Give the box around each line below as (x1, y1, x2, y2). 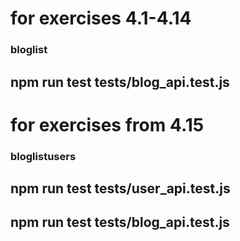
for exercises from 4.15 (10, 113, 205, 136)
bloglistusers (10, 149, 77, 163)
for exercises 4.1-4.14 (10, 7, 192, 30)
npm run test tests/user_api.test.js (10, 180, 231, 197)
